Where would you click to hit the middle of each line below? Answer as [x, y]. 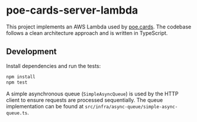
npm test [17, 82]
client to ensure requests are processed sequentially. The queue [85, 100]
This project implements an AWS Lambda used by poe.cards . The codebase [99, 27]
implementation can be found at [45, 106]
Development [32, 52]
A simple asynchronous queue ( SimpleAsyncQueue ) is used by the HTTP [92, 94]
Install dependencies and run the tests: [54, 66]
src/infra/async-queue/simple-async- [131, 107]
